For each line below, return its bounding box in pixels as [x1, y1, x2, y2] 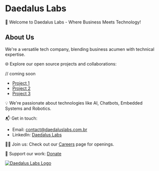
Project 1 [12, 80, 30, 86]
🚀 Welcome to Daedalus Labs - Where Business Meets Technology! [5, 19, 141, 25]
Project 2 [12, 85, 31, 91]
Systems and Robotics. [5, 106, 51, 111]
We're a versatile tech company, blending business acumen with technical [5, 46, 155, 52]
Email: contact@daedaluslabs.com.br [12, 127, 88, 132]
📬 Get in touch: [5, 115, 38, 121]
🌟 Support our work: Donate [5, 150, 62, 156]
